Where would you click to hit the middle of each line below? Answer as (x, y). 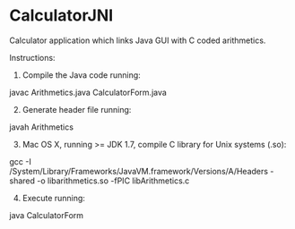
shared (22, 181)
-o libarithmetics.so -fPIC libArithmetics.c (113, 181)
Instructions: (32, 57)
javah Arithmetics (42, 127)
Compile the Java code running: (81, 75)
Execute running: (53, 198)
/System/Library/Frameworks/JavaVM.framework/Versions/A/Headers (139, 171)
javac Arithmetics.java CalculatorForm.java (88, 92)
